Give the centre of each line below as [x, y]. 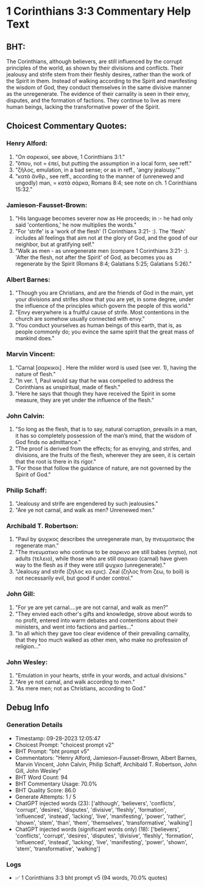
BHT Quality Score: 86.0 [45, 790]
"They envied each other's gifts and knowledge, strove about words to [104, 614]
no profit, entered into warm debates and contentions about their [97, 620]
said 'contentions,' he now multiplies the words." [76, 225]
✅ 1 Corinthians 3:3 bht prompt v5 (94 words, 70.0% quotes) [91, 878]
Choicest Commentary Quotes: [67, 126]
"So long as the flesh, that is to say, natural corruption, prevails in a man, [106, 429]
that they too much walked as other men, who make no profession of [101, 640]
